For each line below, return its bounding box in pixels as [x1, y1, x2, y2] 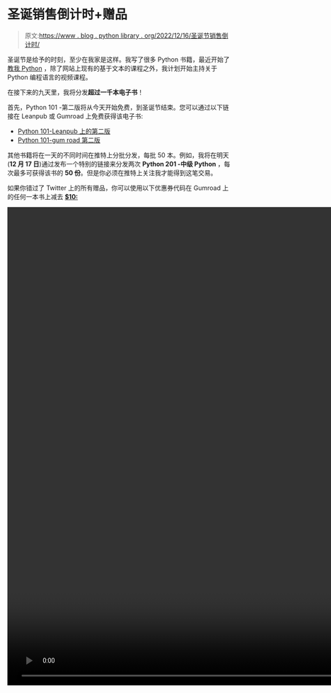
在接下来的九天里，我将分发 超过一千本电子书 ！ [7, 88, 144, 96]
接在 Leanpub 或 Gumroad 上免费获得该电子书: [7, 111, 144, 120]
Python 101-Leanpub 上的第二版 [17, 127, 111, 135]
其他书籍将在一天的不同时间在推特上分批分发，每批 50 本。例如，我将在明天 [7, 150, 230, 159]
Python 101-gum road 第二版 [17, 135, 100, 144]
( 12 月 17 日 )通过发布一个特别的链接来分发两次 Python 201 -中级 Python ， [7, 159, 224, 168]
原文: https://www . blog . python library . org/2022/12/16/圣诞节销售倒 [24, 31, 228, 40]
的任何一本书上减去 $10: [7, 192, 79, 201]
